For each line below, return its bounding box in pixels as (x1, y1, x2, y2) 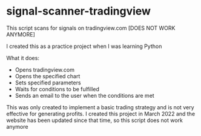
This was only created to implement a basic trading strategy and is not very (6, 103, 195, 110)
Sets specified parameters (15, 79, 81, 86)
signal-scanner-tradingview (6, 4, 151, 18)
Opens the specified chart (15, 72, 81, 80)
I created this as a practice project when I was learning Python (6, 42, 162, 50)
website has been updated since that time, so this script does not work (6, 117, 183, 124)
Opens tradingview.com (15, 66, 74, 73)
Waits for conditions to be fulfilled (15, 85, 100, 92)
